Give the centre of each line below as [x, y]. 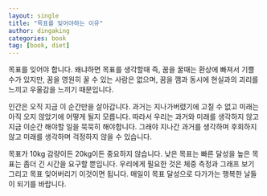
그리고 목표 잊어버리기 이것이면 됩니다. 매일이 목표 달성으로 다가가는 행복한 [125, 174]
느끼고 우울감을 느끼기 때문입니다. [61, 90]
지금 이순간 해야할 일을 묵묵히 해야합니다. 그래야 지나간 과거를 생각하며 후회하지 [133, 127]
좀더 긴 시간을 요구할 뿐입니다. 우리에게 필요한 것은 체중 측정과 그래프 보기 [139, 164]
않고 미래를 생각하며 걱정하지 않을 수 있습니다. [80, 137]
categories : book [37, 38]
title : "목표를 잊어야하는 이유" [56, 23]
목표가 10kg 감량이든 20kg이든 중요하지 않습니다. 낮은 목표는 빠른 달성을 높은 [129, 154]
